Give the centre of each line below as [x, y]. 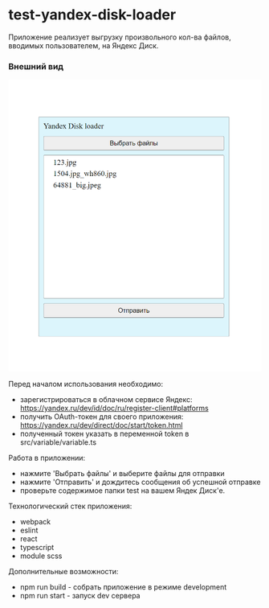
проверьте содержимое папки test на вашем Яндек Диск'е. [122, 490]
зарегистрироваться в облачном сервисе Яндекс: [106, 399]
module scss [41, 556]
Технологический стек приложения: [70, 506]
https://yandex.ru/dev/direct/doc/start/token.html [101, 425]
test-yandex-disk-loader [92, 15]
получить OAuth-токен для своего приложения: [102, 417]
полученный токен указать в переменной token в [104, 433]
